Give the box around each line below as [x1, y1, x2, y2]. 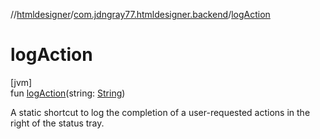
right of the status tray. [10, 117, 105, 129]
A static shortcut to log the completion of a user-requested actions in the [10, 106, 311, 118]
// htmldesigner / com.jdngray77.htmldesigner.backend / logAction [10, 9, 271, 20]
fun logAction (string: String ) [10, 87, 126, 99]
